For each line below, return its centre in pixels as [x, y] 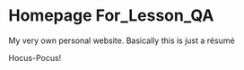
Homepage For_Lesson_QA [111, 16]
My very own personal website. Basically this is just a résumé [122, 40]
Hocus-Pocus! [35, 57]
